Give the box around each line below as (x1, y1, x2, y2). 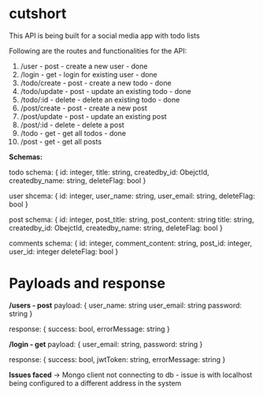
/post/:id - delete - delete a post (20, 120, 124, 129)
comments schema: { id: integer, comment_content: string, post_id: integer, (9, 238, 253, 248)
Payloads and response (9, 275, 166, 293)
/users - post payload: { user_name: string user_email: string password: (9, 301, 243, 310)
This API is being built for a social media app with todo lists (9, 31, 200, 40)
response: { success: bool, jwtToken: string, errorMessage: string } (9, 354, 226, 364)
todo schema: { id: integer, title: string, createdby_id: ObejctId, (9, 167, 209, 177)
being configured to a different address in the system (9, 378, 182, 387)
